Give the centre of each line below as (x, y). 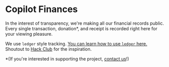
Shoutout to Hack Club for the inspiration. (49, 49)
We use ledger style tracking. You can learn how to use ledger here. (76, 43)
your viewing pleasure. (29, 34)
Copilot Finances (41, 9)
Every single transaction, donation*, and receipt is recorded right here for (81, 28)
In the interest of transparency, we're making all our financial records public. (85, 23)
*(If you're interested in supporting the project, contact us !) (67, 58)
